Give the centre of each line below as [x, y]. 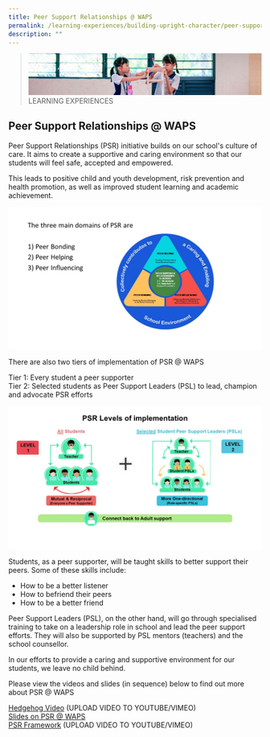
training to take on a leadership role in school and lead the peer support [127, 627]
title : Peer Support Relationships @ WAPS [80, 17]
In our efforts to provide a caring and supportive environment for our [122, 659]
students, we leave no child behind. [67, 668]
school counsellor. [39, 644]
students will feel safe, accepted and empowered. [91, 163]
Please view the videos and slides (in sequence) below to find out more [127, 683]
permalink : [27, 25]
